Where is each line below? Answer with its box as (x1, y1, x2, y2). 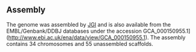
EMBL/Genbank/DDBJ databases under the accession (6, 27, 142, 34)
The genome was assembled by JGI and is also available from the (6, 21, 171, 28)
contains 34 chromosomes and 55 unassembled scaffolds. (6, 40, 153, 47)
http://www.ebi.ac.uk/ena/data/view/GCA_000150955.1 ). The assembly (8, 33, 186, 41)
